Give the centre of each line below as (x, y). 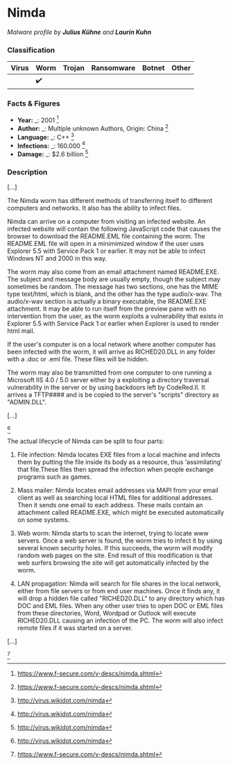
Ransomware (113, 68)
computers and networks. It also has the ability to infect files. (94, 208)
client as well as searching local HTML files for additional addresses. (115, 497)
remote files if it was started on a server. (75, 628)
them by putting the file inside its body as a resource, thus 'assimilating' (120, 462)
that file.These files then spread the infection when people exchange (115, 470)
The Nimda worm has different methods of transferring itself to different (110, 201)
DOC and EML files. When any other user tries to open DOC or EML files (120, 606)
